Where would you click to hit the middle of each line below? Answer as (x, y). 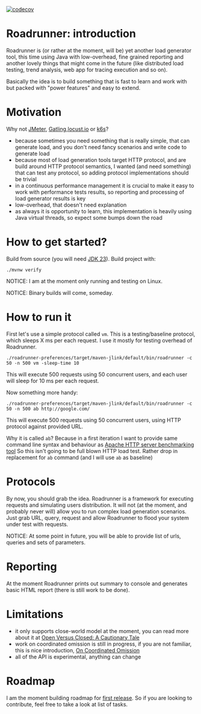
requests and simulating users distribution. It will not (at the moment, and (97, 505)
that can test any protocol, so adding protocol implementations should (102, 173)
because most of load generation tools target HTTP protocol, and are (100, 159)
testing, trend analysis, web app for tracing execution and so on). (87, 69)
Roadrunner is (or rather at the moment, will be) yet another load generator (99, 50)
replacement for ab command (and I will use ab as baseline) (80, 457)
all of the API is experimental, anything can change (78, 657)
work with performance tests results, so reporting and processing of (100, 192)
